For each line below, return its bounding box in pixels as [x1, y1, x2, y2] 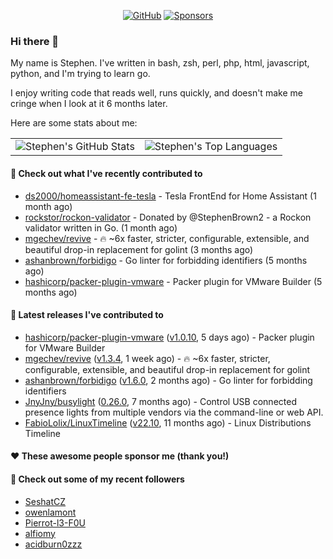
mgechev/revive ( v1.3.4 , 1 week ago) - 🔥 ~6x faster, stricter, [24, 352, 271, 364]
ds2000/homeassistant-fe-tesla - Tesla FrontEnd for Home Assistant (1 [24, 190, 317, 202]
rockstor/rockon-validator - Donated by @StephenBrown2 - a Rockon [24, 211, 312, 223]
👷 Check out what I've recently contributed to [10, 167, 203, 179]
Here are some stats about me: [10, 117, 138, 129]
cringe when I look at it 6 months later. [10, 98, 168, 110]
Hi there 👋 [10, 34, 60, 48]
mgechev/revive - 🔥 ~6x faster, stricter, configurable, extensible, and [24, 232, 310, 244]
